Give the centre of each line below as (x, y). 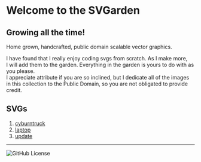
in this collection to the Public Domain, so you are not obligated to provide (97, 84)
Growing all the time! (46, 33)
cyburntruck (30, 123)
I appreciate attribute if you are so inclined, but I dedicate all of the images (98, 77)
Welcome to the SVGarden (73, 10)
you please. (20, 71)
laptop (23, 130)
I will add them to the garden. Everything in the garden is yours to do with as (100, 65)
